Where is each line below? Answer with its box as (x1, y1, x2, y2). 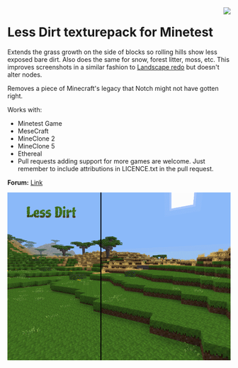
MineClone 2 (17, 134, 55, 143)
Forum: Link (7, 178, 43, 187)
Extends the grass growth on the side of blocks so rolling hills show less (7, 48, 217, 56)
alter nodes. (7, 70, 42, 79)
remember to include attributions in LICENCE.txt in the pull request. (17, 164, 214, 173)
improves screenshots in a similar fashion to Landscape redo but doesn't (7, 63, 220, 71)
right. (7, 92, 23, 100)
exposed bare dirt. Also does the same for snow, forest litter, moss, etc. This (7, 55, 230, 63)
